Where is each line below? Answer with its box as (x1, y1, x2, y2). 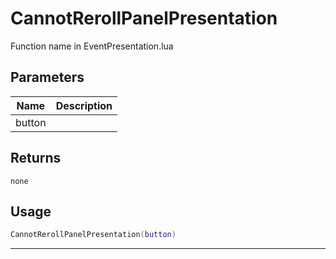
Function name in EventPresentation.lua (10, 40, 174, 52)
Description (55, 98, 113, 112)
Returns (10, 150, 62, 167)
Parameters (10, 69, 85, 86)
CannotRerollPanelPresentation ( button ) (10, 230, 177, 240)
